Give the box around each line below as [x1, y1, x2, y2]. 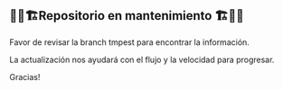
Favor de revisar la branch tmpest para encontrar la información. [9, 36, 250, 48]
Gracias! [9, 71, 41, 82]
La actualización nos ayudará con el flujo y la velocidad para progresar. [9, 54, 275, 65]
